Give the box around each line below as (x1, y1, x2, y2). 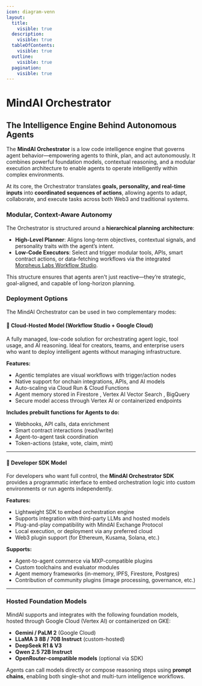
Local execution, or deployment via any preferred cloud (14, 528, 153, 535)
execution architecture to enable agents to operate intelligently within (6, 165, 178, 172)
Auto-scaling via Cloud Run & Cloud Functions (14, 385, 130, 392)
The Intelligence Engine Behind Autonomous (6, 120, 177, 130)
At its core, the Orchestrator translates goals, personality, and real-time (6, 183, 186, 190)
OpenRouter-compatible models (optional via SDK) (14, 654, 144, 662)
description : (11, 31, 44, 37)
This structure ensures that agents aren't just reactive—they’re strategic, (6, 273, 186, 280)
